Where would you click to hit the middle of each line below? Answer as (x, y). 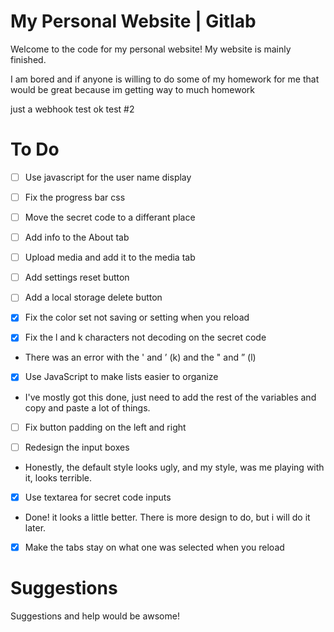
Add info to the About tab (77, 237)
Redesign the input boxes (77, 447)
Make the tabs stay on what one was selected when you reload (154, 547)
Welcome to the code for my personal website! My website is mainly (151, 49)
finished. (28, 59)
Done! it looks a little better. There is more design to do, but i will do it (167, 517)
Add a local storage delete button (93, 297)
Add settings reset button (77, 277)
